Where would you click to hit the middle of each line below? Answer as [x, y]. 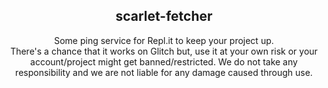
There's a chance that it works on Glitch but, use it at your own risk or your [164, 51]
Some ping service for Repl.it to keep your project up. [164, 40]
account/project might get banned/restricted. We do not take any [164, 61]
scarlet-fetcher [164, 16]
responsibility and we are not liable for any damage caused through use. [164, 72]
